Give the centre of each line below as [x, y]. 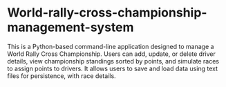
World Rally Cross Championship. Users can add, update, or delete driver [112, 54]
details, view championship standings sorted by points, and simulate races [113, 61]
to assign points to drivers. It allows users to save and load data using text [112, 68]
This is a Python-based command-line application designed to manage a [111, 46]
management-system [70, 27]
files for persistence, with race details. [62, 76]
